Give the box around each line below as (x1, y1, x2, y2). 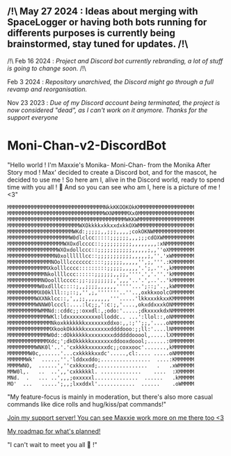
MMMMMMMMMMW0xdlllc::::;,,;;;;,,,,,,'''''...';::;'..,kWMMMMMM (7, 283, 195, 290)
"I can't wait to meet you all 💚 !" (7, 440, 97, 448)
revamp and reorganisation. (7, 85, 88, 93)
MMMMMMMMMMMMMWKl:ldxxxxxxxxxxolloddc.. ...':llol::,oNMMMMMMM (7, 313, 195, 320)
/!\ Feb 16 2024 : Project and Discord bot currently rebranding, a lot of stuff (7, 56, 223, 65)
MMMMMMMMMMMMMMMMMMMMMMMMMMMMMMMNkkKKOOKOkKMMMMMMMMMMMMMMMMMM (7, 203, 195, 211)
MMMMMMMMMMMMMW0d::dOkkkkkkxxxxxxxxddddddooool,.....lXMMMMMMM (7, 331, 195, 338)
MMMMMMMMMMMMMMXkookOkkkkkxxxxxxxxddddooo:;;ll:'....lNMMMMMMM (7, 325, 195, 333)
